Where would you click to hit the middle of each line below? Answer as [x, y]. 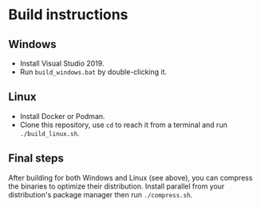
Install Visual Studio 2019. [62, 63]
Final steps [36, 159]
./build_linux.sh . [49, 133]
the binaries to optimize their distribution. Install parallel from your [117, 186]
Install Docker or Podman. [62, 116]
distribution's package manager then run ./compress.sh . [101, 194]
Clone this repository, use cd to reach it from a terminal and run [123, 125]
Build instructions [68, 15]
